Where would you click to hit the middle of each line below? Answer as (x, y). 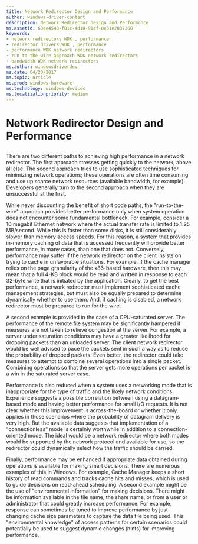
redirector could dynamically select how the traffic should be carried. (90, 448)
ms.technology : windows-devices (46, 89)
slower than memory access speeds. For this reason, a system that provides (99, 237)
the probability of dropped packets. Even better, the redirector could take (95, 355)
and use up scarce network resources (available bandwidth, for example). (96, 182)
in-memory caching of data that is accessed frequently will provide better (95, 243)
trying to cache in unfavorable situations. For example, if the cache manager (99, 262)
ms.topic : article (29, 77)
